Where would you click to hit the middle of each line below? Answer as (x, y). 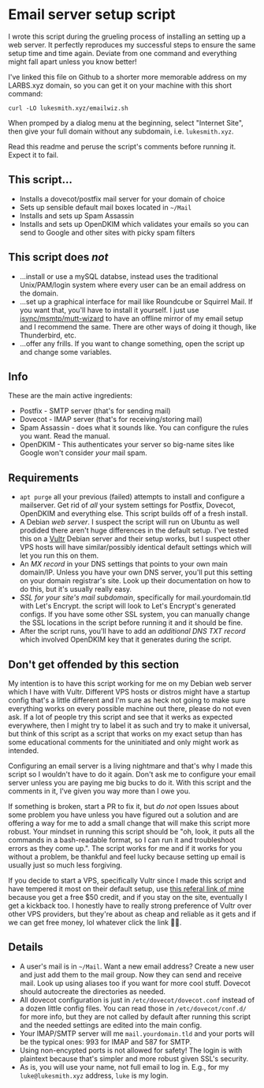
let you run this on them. (59, 555)
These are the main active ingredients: (70, 396)
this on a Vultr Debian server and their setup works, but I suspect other (135, 539)
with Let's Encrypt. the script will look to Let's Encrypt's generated (128, 606)
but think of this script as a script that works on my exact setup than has (125, 734)
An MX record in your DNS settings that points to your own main (124, 564)
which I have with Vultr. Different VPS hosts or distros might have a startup (129, 692)
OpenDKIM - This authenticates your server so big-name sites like (127, 445)
